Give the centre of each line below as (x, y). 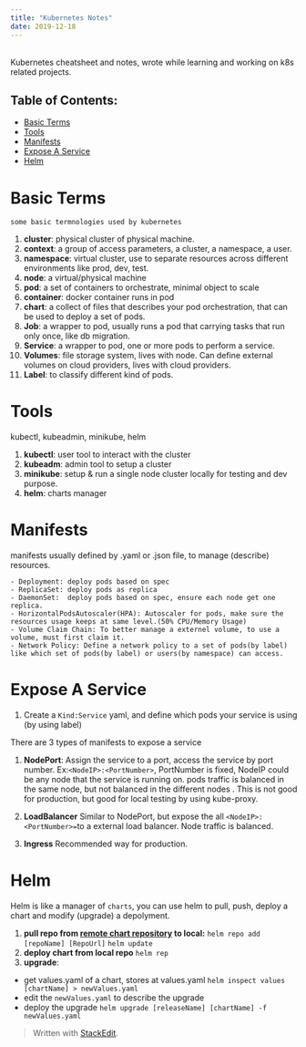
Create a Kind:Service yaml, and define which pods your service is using (160, 715)
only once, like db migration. (76, 336)
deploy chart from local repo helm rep (96, 953)
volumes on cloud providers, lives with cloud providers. (127, 365)
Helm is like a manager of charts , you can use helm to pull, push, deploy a (149, 906)
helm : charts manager (65, 493)
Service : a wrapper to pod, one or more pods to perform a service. (149, 346)
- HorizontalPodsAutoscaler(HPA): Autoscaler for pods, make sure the (147, 614)
